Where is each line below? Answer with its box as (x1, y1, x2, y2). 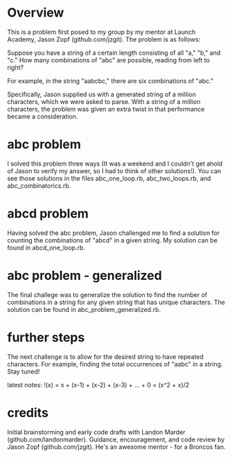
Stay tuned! (7, 367, 40, 376)
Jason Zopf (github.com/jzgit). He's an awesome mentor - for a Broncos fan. (7, 442, 226, 451)
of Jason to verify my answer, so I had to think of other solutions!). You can (7, 166, 222, 175)
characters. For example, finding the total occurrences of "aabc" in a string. (7, 360, 223, 368)
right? (7, 63, 24, 71)
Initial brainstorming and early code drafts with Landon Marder (7, 428, 186, 436)
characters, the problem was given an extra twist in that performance (7, 105, 205, 113)
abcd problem (7, 206, 89, 222)
